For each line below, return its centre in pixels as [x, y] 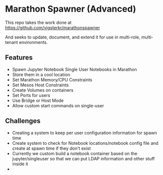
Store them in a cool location [41, 75]
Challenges [23, 121]
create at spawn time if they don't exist [51, 148]
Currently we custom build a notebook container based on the [75, 153]
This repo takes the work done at [38, 22]
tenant [12, 42]
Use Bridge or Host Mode [38, 100]
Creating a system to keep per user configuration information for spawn [85, 133]
